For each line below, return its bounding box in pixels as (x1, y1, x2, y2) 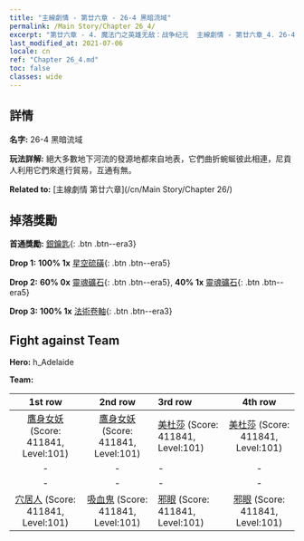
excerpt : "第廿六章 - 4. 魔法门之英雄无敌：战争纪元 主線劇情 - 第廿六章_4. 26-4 (9, 30, 296, 39)
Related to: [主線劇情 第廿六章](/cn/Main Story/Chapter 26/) (9, 183, 233, 195)
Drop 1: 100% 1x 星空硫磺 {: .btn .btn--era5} (9, 257, 171, 268)
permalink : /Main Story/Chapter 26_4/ (9, 22, 156, 31)
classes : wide (9, 72, 63, 82)
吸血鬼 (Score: (87, 493, 148, 506)
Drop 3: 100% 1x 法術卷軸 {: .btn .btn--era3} (9, 305, 173, 317)
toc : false (9, 64, 51, 73)
